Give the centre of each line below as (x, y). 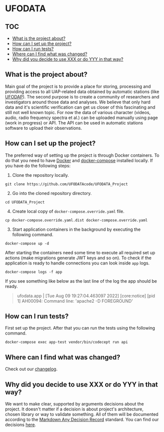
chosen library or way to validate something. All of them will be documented (82, 414)
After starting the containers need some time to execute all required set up (80, 252)
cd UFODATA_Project (25, 202)
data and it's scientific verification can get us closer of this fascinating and (80, 107)
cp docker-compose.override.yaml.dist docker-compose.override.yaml (76, 220)
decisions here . (21, 425)
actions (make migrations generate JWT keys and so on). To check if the (78, 258)
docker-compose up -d (27, 243)
